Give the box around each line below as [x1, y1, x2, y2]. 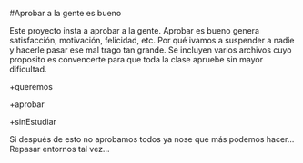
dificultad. [9, 63, 47, 74]
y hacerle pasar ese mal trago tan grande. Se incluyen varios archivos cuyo [9, 44, 292, 55]
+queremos [9, 81, 53, 91]
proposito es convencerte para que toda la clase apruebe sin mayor [9, 54, 264, 64]
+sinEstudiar [9, 117, 57, 127]
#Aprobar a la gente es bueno [9, 8, 122, 18]
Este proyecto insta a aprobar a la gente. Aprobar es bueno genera [9, 25, 259, 35]
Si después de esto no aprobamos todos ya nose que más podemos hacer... [9, 134, 295, 144]
